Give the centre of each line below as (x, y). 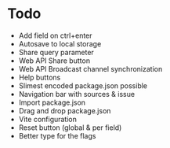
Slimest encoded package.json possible (83, 85)
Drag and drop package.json (65, 110)
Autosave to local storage (60, 43)
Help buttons (40, 77)
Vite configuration (48, 119)
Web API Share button (54, 61)
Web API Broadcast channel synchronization (90, 68)
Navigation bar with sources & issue (76, 94)
